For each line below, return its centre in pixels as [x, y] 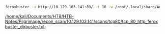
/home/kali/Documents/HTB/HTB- [40, 16]
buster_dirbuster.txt [25, 26]
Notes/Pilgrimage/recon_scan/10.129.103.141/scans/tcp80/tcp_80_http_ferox [82, 21]
